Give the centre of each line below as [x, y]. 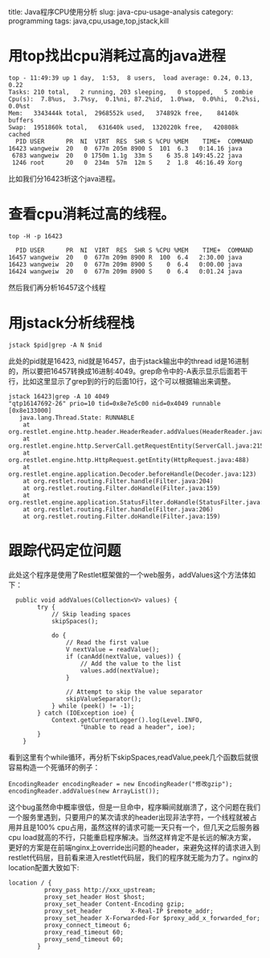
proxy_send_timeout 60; [84, 939]
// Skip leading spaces [91, 614]
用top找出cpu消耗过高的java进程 [117, 56]
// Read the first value [107, 642]
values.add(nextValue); [120, 671]
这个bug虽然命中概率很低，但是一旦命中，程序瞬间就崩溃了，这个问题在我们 [135, 807]
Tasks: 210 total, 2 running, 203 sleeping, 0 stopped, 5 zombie [131, 92]
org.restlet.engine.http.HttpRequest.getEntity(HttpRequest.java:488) [129, 460]
